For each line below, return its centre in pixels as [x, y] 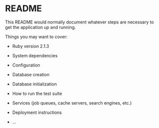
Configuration [26, 65]
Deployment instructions [37, 112]
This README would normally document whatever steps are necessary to [79, 22]
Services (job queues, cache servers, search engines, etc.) [72, 103]
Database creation [31, 74]
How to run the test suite [37, 93]
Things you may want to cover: [36, 37]
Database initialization [35, 84]
